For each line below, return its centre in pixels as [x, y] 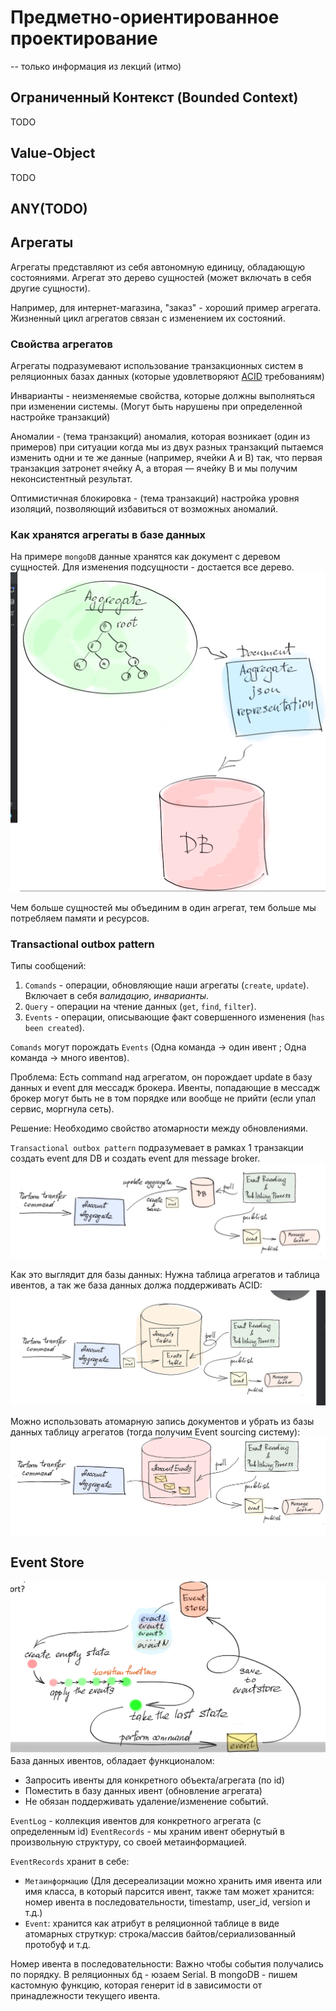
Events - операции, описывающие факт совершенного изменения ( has [174, 1017]
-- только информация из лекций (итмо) [96, 66]
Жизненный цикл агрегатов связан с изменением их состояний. [148, 318]
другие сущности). [50, 288]
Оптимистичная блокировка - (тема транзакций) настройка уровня [155, 498]
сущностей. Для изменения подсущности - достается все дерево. [152, 567]
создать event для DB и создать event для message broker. [135, 1158]
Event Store [47, 1562]
